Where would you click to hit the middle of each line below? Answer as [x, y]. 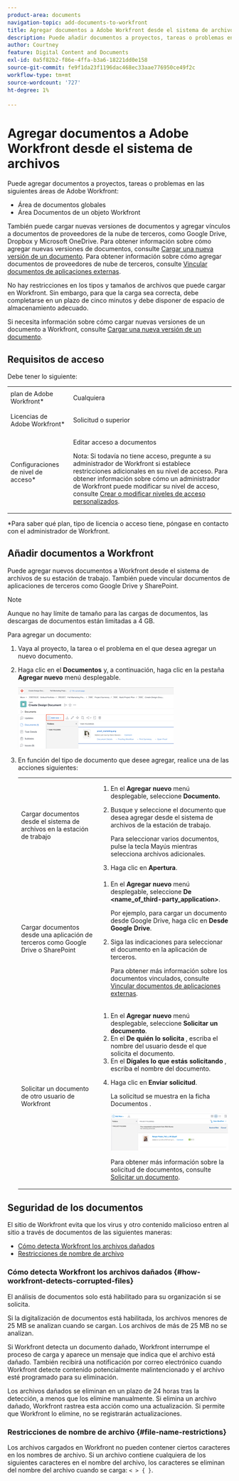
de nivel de [26, 472]
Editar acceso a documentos [115, 442]
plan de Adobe [32, 394]
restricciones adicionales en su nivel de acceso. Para [150, 471]
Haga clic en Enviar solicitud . [154, 1082]
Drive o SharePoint [48, 950]
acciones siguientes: [48, 768]
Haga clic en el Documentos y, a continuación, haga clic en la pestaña [121, 669]
